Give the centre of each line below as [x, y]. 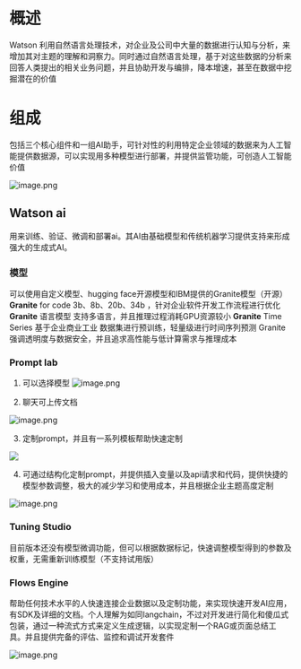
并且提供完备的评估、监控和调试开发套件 [99, 637]
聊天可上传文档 [50, 402]
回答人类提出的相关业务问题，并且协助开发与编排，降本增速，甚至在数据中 [146, 67]
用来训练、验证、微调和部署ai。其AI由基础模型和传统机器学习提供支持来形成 [150, 236]
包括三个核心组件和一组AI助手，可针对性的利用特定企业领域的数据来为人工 [146, 144]
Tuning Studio [40, 527]
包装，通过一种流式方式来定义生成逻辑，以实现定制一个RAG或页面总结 [139, 625]
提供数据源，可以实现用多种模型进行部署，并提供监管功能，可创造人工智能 [154, 156]
